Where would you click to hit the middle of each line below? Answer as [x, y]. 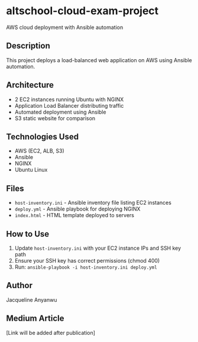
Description [28, 46]
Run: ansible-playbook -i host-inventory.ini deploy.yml [86, 267]
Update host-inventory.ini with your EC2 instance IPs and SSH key [98, 248]
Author [19, 285]
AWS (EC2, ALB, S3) [40, 151]
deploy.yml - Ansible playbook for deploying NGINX [77, 209]
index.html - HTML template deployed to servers [74, 215]
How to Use [28, 234]
